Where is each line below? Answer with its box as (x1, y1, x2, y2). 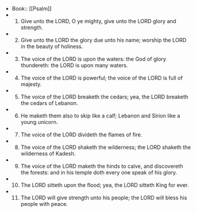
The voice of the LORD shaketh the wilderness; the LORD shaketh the (20, 144, 191, 151)
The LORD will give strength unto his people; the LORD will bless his (20, 194, 187, 201)
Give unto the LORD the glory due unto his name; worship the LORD (20, 37, 187, 43)
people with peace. (20, 201, 68, 207)
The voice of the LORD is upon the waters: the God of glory (20, 56, 167, 62)
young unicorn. (20, 119, 58, 125)
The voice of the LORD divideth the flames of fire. (20, 131, 143, 138)
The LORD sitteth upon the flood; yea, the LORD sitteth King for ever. (20, 182, 189, 189)
